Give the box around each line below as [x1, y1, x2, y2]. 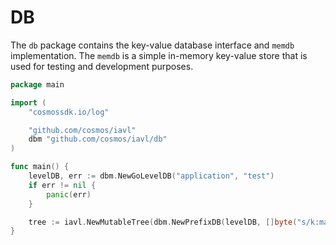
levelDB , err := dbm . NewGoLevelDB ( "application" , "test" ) [28, 171, 275, 181]
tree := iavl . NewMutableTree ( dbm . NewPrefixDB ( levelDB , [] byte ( [28, 217, 298, 227]
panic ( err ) [46, 189, 92, 200]
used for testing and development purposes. [10, 60, 194, 72]
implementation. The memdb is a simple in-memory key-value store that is [10, 49, 308, 61]
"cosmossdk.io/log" [28, 107, 110, 117]
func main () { [10, 162, 70, 172]
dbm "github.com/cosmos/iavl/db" [28, 134, 168, 145]
